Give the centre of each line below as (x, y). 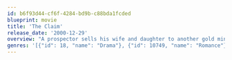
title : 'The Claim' (35, 26)
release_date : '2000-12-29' (48, 33)
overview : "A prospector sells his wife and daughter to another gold (111, 39)
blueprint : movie (32, 20)
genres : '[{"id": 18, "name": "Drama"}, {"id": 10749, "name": (100, 46)
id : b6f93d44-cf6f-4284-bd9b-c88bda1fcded (69, 13)
